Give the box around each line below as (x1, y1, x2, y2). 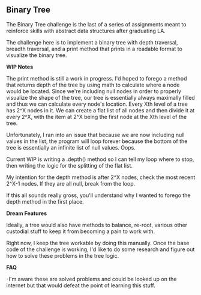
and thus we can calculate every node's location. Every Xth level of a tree (6, 100, 188, 108)
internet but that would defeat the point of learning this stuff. (6, 282, 156, 289)
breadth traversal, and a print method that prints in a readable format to (6, 45, 183, 52)
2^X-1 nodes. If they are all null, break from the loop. (6, 180, 136, 187)
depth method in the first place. (6, 198, 84, 205)
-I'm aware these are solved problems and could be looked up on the (6, 275, 177, 282)
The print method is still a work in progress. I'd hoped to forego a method (6, 75, 187, 82)
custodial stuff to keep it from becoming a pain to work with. (6, 228, 155, 235)
